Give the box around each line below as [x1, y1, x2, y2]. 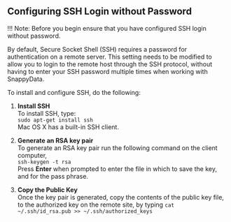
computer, [17, 151, 48, 159]
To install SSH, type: [17, 109, 76, 117]
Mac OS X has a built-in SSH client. [17, 122, 119, 131]
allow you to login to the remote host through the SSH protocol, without [7, 59, 213, 68]
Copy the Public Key [17, 185, 78, 194]
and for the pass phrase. [17, 172, 89, 180]
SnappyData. [7, 75, 45, 83]
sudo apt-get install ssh [17, 117, 93, 124]
